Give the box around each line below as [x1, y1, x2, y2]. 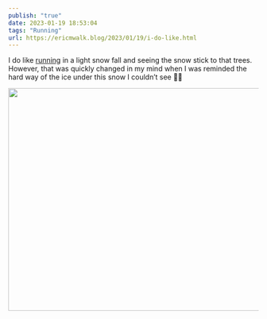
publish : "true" [8, 11, 62, 20]
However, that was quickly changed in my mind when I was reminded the [8, 64, 248, 74]
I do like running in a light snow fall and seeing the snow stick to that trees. [8, 56, 253, 65]
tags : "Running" [8, 26, 62, 34]
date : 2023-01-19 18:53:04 [8, 19, 98, 27]
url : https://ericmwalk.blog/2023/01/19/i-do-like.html [8, 33, 197, 42]
